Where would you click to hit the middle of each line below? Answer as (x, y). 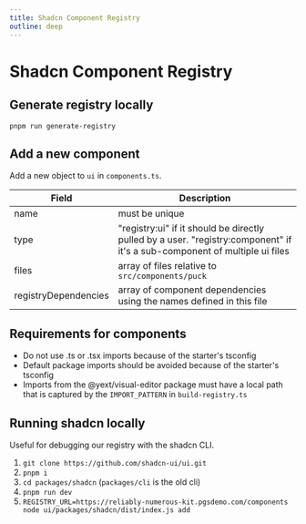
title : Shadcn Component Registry (75, 18)
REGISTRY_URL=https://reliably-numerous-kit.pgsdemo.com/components (155, 502)
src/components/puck (163, 276)
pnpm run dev (47, 492)
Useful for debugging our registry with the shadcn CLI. (112, 445)
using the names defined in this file (193, 302)
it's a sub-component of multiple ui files (204, 252)
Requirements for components (98, 334)
